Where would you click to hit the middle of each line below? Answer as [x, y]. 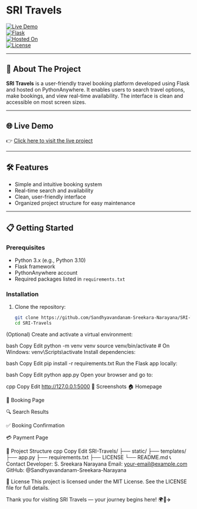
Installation [23, 294]
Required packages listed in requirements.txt [70, 279]
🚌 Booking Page [26, 400]
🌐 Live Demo [30, 126]
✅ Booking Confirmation [35, 426]
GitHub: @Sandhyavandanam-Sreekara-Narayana [67, 470]
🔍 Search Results [27, 412]
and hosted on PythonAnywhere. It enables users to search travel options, [96, 89]
